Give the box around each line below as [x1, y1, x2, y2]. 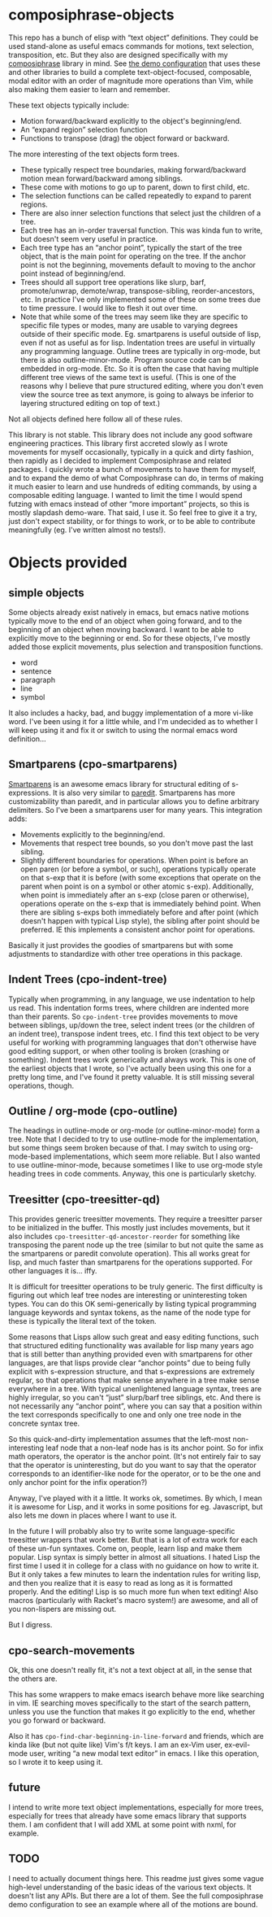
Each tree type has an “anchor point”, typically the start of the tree [19, 242, 242, 252]
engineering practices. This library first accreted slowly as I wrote [8, 438, 228, 448]
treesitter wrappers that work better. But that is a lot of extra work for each [8, 1535, 258, 1545]
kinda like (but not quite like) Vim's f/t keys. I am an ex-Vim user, [8, 1740, 223, 1749]
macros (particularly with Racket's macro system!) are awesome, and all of [8, 1596, 258, 1605]
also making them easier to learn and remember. [8, 84, 171, 94]
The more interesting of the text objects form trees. [8, 149, 180, 159]
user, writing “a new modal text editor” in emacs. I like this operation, [29, 1749, 260, 1758]
